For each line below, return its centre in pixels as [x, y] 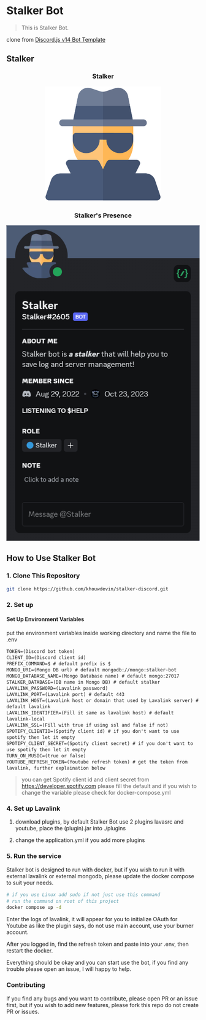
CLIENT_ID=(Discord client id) [46, 658]
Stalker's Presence [103, 215]
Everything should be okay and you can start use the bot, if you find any [97, 963]
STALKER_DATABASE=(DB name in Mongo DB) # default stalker [83, 682]
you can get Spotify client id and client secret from [85, 779]
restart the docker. [30, 951]
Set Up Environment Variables [45, 619]
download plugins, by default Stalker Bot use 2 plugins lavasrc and [99, 822]
